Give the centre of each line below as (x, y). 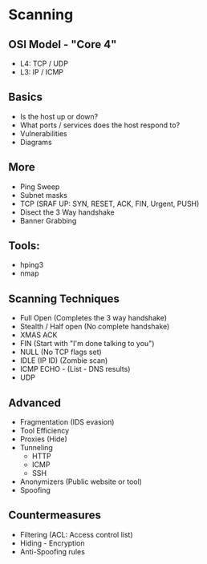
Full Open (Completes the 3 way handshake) (93, 318)
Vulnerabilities (43, 133)
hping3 (32, 265)
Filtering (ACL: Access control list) (77, 534)
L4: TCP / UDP (44, 63)
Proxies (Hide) (44, 439)
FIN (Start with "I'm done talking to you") (87, 344)
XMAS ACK (39, 335)
